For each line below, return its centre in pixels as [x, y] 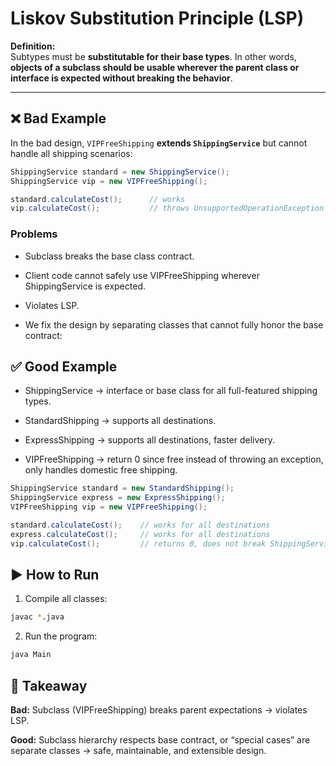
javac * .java [37, 617]
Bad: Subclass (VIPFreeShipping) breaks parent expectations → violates [159, 709]
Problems [34, 234]
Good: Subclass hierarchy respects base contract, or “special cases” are [160, 739]
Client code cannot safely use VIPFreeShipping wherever [142, 275]
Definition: [33, 46]
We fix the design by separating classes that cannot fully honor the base [174, 324]
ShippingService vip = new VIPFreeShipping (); [109, 181]
